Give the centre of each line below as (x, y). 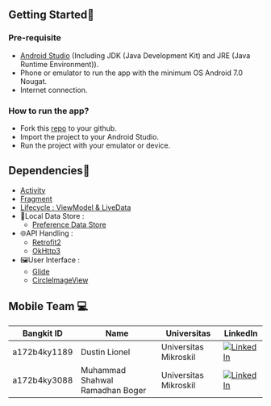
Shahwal (97, 380)
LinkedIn (241, 333)
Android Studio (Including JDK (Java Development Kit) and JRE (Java (135, 55)
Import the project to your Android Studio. (90, 136)
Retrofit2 (47, 242)
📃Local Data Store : (52, 216)
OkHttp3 (46, 250)
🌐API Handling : (47, 233)
